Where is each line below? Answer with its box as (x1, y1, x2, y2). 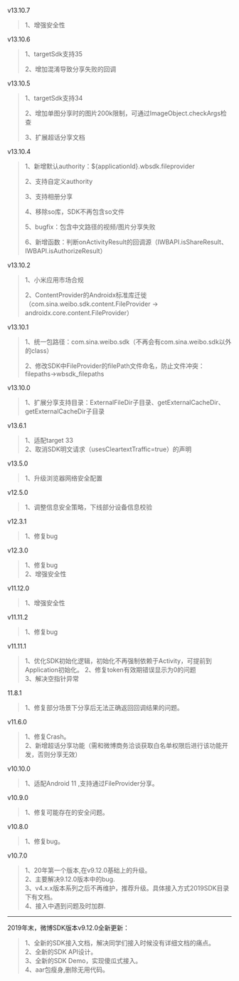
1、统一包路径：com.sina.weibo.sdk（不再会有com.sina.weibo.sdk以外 (24, 338, 232, 346)
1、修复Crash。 (24, 732, 70, 741)
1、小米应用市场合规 (24, 276, 84, 284)
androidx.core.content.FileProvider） (24, 309, 133, 317)
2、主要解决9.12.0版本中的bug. (24, 875, 115, 883)
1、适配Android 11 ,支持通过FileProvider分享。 (24, 779, 159, 787)
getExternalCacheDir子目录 (24, 407, 105, 416)
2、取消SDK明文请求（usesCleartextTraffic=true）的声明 (24, 445, 192, 453)
